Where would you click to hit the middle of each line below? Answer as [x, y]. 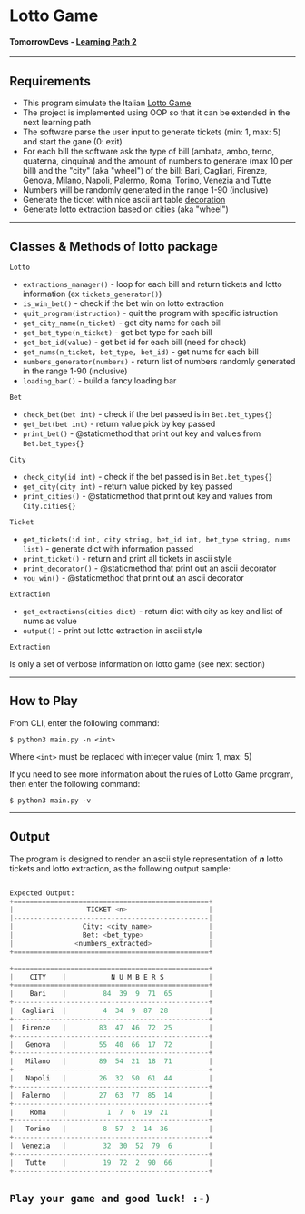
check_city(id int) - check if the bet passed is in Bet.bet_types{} [148, 477]
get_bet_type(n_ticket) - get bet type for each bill [118, 333]
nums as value [49, 621]
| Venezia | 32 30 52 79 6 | [111, 1146]
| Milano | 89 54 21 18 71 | [111, 1061]
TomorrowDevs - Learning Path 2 [74, 41]
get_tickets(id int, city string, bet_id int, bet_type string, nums [157, 540]
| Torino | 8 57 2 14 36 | [111, 1129]
